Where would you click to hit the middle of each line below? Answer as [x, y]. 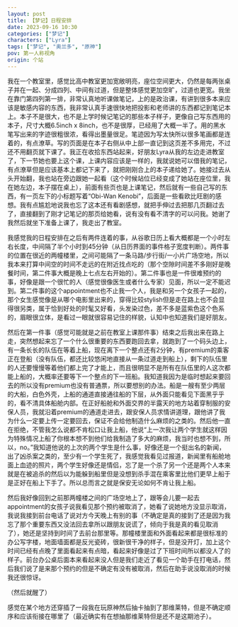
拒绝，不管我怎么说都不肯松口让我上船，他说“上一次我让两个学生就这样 [117, 430]
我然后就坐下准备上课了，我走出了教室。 [66, 222]
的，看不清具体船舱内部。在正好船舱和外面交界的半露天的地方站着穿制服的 [116, 403]
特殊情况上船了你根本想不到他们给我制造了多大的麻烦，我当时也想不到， [119, 438]
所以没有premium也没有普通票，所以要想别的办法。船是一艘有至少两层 [122, 385]
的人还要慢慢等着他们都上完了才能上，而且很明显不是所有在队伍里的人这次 [116, 367]
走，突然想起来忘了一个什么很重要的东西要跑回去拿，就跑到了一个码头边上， [119, 341]
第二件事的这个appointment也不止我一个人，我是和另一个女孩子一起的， [125, 290]
